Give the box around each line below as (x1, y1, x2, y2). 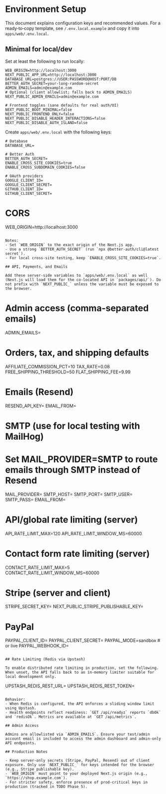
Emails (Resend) (5, 386, 74, 397)
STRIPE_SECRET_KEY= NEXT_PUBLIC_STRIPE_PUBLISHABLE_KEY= (5, 604, 144, 610)
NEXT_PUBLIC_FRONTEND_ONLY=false (5, 111, 75, 117)
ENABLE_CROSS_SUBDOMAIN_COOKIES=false (5, 164, 85, 170)
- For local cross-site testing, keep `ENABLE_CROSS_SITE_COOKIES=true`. (5, 255, 162, 260)
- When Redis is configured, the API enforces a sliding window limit (5, 701, 155, 706)
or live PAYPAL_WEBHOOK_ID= (5, 643, 69, 649)
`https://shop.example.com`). (5, 776, 68, 781)
